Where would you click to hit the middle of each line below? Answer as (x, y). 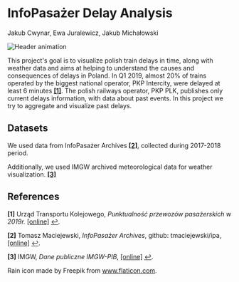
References (33, 197)
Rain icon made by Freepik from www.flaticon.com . (83, 270)
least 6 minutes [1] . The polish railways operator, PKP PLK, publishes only (115, 90)
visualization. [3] (32, 174)
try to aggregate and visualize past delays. (70, 105)
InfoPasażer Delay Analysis (90, 13)
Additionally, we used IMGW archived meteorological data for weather (110, 167)
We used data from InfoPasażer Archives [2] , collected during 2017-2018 (114, 145)
